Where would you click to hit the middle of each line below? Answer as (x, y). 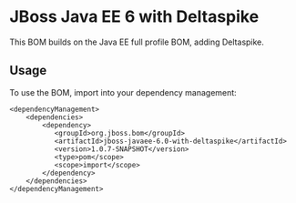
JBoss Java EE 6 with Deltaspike (134, 17)
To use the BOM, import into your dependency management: (123, 92)
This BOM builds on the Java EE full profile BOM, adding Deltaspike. (137, 42)
